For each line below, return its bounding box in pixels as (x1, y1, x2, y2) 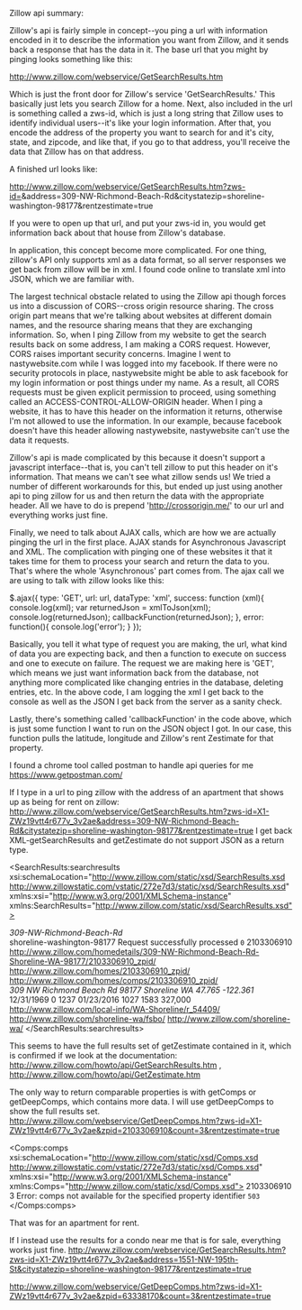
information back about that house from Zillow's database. (9, 227, 226, 238)
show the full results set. (9, 1106, 101, 1116)
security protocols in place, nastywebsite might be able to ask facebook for (9, 368, 289, 378)
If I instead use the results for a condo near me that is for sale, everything (9, 1235, 281, 1245)
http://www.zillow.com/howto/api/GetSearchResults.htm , (9, 1059, 222, 1070)
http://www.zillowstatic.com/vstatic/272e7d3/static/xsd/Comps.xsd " (9, 1162, 263, 1172)
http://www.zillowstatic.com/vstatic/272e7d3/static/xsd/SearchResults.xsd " (9, 881, 290, 892)
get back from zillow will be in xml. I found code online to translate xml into (9, 264, 286, 274)
